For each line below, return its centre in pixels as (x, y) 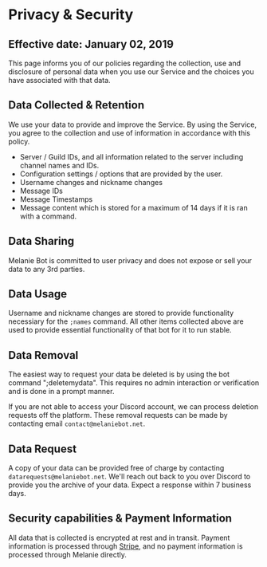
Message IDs (41, 191)
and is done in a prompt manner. (61, 392)
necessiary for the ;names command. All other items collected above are (126, 321)
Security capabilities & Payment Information (120, 519)
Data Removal (43, 355)
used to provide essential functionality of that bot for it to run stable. (120, 330)
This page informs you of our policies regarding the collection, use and (125, 63)
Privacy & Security (71, 15)
